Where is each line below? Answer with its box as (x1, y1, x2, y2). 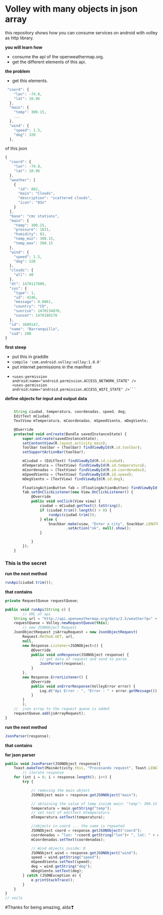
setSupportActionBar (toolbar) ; (22, 450, 86, 455)
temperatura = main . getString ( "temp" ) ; (31, 806, 112, 811)
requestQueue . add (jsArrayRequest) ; (14, 711, 86, 716)
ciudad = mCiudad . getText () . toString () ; (39, 504, 123, 508)
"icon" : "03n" (17, 200, 47, 205)
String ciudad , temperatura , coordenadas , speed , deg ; (14, 409, 127, 414)
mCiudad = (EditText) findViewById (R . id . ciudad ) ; (22, 458, 125, 463)
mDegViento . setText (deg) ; (31, 868, 83, 874)
